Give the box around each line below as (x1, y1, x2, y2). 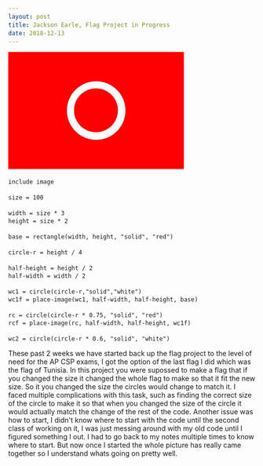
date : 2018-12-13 (8, 29, 65, 37)
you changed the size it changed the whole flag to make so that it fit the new (8, 373, 256, 384)
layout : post (8, 13, 51, 20)
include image (8, 178, 55, 186)
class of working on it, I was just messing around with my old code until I (8, 424, 243, 433)
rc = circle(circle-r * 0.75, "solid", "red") (8, 311, 163, 319)
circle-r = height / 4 (8, 249, 82, 257)
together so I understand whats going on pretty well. (8, 449, 178, 458)
